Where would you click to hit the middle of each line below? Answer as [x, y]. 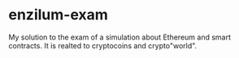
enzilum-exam [58, 15]
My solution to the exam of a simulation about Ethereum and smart [120, 37]
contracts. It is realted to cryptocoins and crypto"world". [103, 45]
